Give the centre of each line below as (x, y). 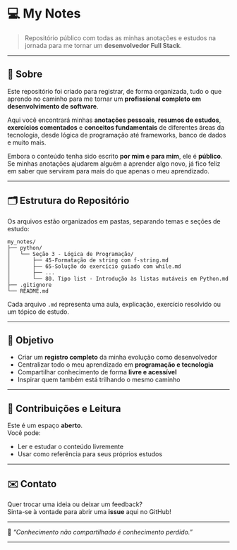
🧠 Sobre (25, 74)
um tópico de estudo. (38, 312)
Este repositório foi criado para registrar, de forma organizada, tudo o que (115, 91)
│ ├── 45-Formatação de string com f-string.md (88, 260)
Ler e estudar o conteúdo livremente (71, 447)
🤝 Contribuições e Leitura (64, 409)
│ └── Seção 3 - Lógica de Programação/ (71, 254)
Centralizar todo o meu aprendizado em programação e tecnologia (115, 365)
